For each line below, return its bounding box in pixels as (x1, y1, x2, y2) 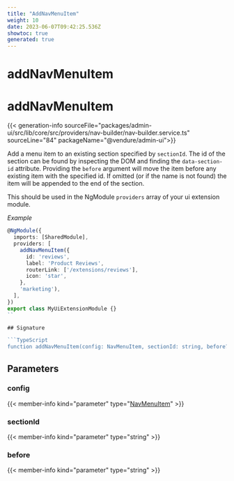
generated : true (7, 36, 54, 43)
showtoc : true (7, 29, 49, 37)
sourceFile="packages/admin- (64, 121, 152, 130)
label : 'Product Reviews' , (25, 260, 104, 267)
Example (7, 214, 33, 222)
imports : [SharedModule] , (13, 234, 89, 241)
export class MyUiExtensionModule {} (7, 305, 117, 312)
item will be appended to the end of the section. (7, 179, 145, 188)
